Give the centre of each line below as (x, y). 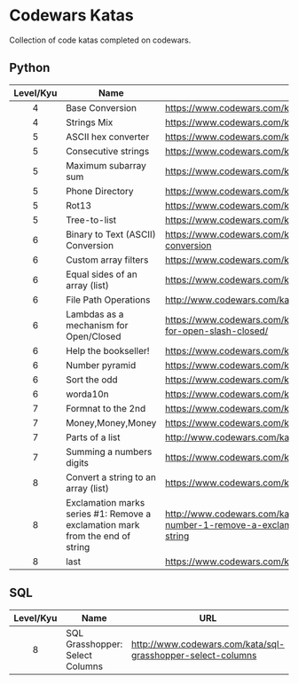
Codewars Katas (72, 16)
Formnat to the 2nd (106, 408)
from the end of (98, 536)
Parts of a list (93, 437)
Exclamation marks (106, 502)
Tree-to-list (91, 220)
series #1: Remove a (109, 514)
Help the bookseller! (108, 350)
